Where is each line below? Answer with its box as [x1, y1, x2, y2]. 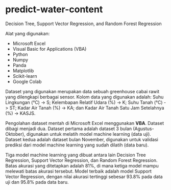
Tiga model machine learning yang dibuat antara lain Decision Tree [5, 152, 146, 158]
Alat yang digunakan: [5, 30, 50, 36]
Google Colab [12, 78, 42, 85]
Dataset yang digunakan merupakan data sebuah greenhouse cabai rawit [5, 88, 160, 94]
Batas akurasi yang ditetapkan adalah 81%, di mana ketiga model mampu [5, 162, 159, 168]
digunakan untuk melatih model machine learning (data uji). [26, 131, 152, 137]
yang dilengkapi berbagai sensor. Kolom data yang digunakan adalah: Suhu [5, 94, 164, 100]
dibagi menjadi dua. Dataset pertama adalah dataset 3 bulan [5, 125, 132, 132]
